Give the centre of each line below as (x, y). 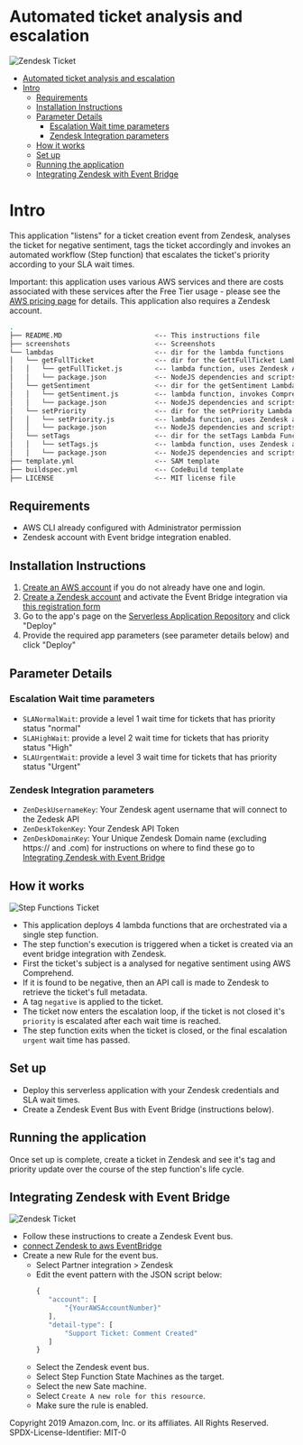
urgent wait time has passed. (76, 1040)
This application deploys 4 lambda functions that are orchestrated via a (155, 925)
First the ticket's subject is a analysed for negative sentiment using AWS (156, 963)
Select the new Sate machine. (91, 1386)
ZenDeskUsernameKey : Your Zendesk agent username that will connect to (155, 810)
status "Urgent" (51, 766)
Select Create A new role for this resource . (120, 1396)
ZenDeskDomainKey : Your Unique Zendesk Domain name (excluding (144, 838)
